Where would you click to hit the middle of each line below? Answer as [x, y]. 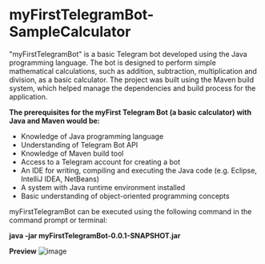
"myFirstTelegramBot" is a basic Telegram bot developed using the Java [128, 54]
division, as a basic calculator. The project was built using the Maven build [132, 79]
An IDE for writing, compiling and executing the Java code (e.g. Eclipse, [139, 170]
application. [28, 96]
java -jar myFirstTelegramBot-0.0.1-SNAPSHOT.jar [95, 235]
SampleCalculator [70, 32]
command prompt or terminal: [58, 220]
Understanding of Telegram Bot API [79, 144]
